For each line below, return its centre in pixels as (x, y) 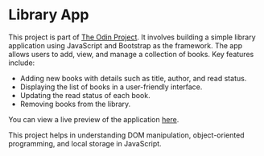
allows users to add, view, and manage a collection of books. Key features (131, 54)
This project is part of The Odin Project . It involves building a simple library (132, 37)
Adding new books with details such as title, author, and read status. (133, 78)
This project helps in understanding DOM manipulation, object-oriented (126, 135)
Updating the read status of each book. (85, 95)
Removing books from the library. (75, 104)
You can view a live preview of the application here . (94, 119)
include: (22, 63)
